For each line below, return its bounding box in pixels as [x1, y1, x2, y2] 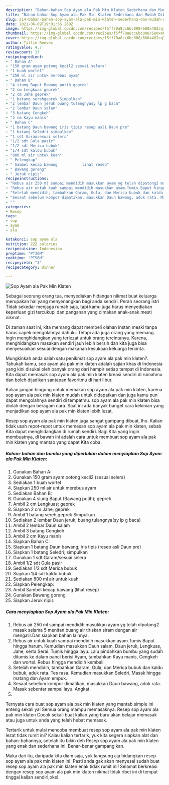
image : [6, 26, 20, 31]
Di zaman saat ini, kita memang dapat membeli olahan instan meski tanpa [6, 324, 157, 330]
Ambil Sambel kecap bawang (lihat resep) [13, 586, 99, 592]
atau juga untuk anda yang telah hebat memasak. [6, 717, 107, 723]
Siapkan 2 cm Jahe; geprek [13, 506, 70, 512]
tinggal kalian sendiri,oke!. [6, 774, 60, 780]
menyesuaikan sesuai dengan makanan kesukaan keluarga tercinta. [6, 345, 145, 351]
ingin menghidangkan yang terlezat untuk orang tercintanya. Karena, [6, 335, 147, 341]
